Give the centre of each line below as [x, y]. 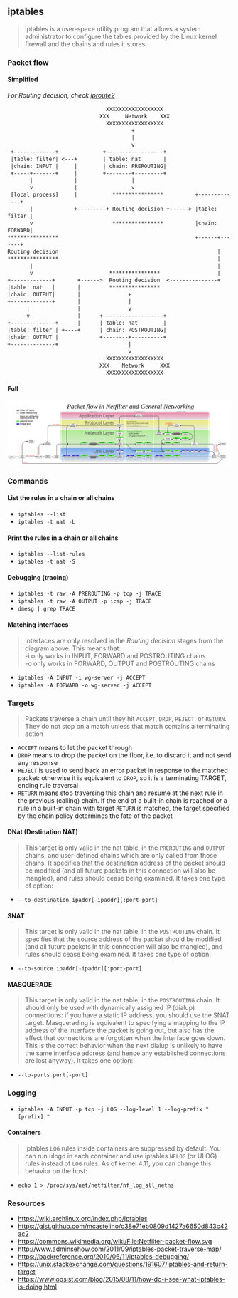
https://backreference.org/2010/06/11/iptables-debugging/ [103, 1257]
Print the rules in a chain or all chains [63, 538]
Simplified [23, 79]
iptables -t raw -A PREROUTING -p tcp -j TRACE [89, 594]
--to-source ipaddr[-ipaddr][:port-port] [80, 969]
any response [38, 762]
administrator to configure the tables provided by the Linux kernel [121, 36]
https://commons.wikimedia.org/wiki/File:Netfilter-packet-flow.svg [115, 1242]
